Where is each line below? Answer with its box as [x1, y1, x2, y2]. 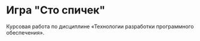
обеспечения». [6, 29, 45, 36]
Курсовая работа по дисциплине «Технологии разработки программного [6, 23, 194, 30]
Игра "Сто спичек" [6, 4, 106, 17]
